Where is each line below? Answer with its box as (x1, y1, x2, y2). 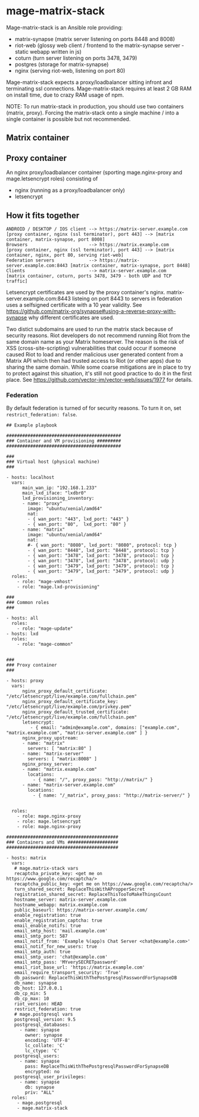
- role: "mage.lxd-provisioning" (17, 584, 100, 590)
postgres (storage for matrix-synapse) (14, 61, 109, 68)
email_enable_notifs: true (14, 923, 82, 929)
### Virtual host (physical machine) (6, 459, 100, 465)
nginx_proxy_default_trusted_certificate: (21, 709, 129, 715)
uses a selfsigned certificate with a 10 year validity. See (6, 301, 142, 308)
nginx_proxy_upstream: (21, 735, 79, 741)
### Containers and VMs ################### (6, 839, 119, 845)
